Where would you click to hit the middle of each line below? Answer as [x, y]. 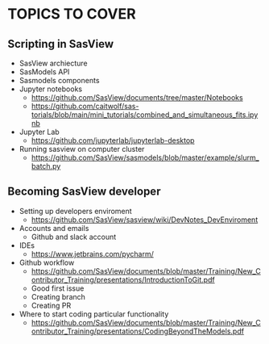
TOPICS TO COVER [72, 14]
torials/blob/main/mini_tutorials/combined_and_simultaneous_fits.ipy [145, 115]
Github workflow [47, 262]
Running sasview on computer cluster [82, 149]
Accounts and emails [54, 228]
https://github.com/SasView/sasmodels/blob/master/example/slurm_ [145, 157]
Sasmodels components [59, 80]
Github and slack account [74, 237]
